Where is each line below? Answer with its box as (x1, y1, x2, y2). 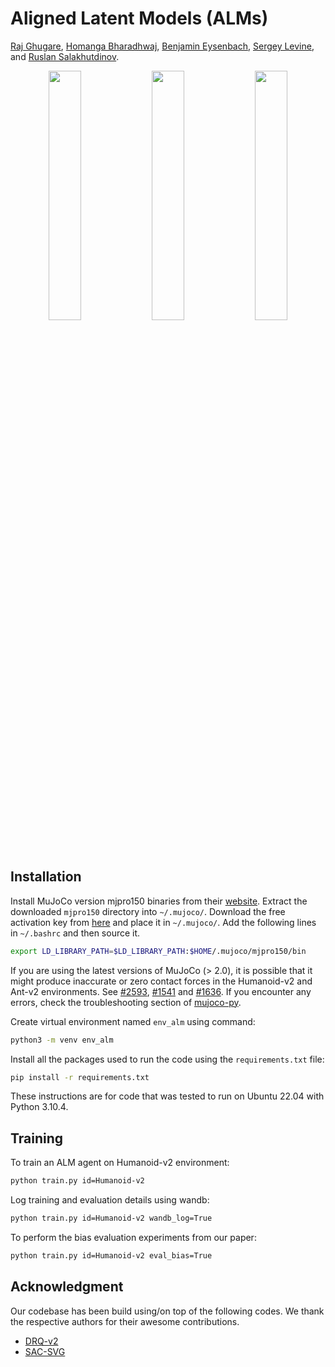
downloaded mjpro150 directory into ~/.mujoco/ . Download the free (10, 905, 286, 917)
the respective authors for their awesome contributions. (10, 1315, 240, 1327)
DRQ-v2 (24, 1335, 59, 1347)
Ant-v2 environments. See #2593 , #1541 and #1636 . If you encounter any (10, 985, 312, 997)
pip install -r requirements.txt (10, 1072, 150, 1082)
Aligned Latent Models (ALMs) (10, 7, 269, 30)
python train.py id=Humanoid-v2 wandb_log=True (10, 1213, 213, 1224)
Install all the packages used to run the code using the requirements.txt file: (10, 1053, 325, 1065)
